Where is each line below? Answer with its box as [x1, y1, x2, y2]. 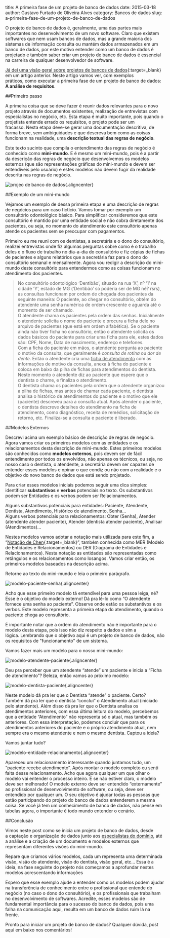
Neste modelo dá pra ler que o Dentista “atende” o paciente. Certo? [5, 692, 146, 698]
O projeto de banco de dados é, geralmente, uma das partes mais [5, 25, 142, 31]
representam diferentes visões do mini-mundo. [5, 844, 103, 849]
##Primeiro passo [5, 93, 42, 99]
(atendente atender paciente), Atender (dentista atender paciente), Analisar [5, 519, 162, 524]
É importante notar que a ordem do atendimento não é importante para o [5, 622, 157, 627]
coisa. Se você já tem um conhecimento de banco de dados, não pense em [5, 803, 162, 808]
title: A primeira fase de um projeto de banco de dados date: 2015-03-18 [5, 5, 156, 10]
